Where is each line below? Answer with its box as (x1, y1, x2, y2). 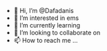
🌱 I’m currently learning (13, 21, 81, 29)
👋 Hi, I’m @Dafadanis (13, 7, 74, 14)
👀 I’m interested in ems (13, 14, 79, 22)
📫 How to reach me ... (13, 37, 78, 44)
